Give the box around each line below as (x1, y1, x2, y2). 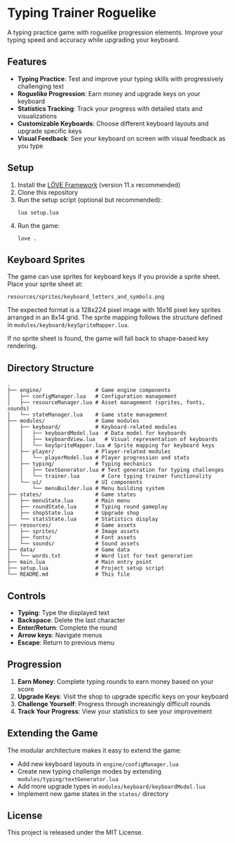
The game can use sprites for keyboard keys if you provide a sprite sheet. (7, 272, 221, 281)
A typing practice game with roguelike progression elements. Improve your (7, 28, 223, 36)
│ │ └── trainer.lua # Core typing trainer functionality (7, 473, 212, 480)
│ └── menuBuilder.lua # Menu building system (7, 485, 165, 492)
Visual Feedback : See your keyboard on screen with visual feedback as (17, 134, 226, 142)
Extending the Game (7, 727, 98, 739)
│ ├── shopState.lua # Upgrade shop (7, 510, 140, 517)
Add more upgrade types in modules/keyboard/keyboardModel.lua (17, 782, 206, 790)
